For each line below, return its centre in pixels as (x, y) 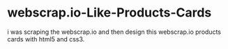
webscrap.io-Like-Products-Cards (109, 13)
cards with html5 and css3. (46, 39)
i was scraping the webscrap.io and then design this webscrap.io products (114, 32)
